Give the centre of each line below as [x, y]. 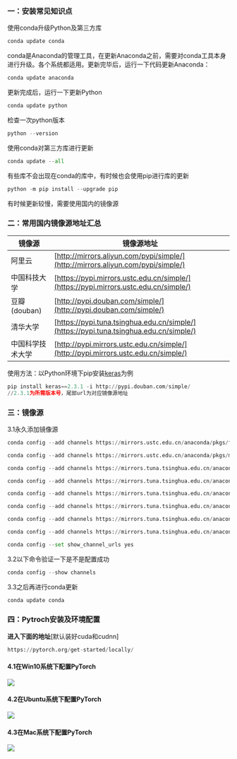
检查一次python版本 [36, 120]
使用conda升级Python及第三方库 [55, 28]
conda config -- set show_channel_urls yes [71, 545]
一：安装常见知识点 [40, 11]
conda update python [38, 106]
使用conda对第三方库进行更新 [50, 148]
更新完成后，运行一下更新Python [55, 93]
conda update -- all [36, 161]
